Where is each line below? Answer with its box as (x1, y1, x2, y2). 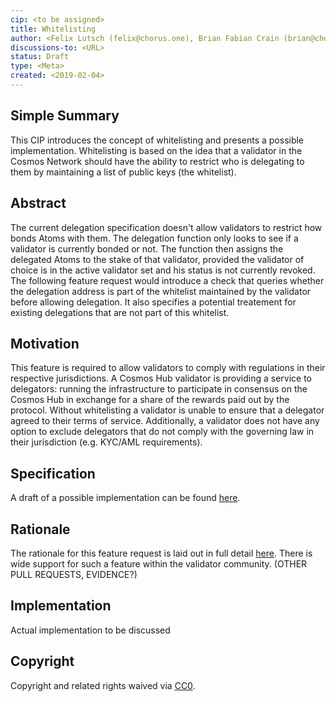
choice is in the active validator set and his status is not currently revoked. (10, 264, 316, 276)
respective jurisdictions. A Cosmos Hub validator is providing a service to (10, 372, 313, 385)
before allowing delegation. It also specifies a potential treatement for (10, 296, 297, 308)
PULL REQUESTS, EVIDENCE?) (10, 568, 138, 580)
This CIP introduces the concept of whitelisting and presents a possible (10, 134, 305, 146)
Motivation (10, 335, 80, 352)
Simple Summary (10, 107, 120, 125)
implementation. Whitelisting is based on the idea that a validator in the (10, 144, 303, 156)
